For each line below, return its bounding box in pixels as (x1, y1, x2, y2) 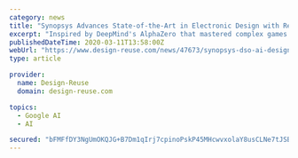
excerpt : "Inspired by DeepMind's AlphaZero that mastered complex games (9, 29, 288, 38)
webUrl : (9, 46, 38, 55)
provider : (9, 70, 46, 80)
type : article (9, 54, 62, 63)
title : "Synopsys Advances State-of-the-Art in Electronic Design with (9, 21, 279, 30)
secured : (9, 135, 42, 145)
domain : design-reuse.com (17, 86, 114, 96)
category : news (9, 12, 66, 22)
